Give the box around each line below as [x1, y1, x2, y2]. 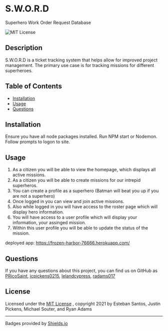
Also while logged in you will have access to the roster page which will [12, 204, 158, 210]
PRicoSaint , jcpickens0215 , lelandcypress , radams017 [5, 273, 115, 279]
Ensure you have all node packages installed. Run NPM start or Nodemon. [5, 133, 157, 140]
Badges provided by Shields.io [5, 320, 68, 326]
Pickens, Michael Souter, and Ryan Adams [5, 306, 92, 312]
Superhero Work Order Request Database [5, 19, 91, 25]
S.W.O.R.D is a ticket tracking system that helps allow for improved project [5, 57, 157, 63]
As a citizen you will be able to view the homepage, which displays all [12, 167, 156, 173]
